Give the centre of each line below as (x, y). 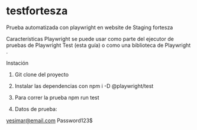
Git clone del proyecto (42, 74)
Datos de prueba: (36, 109)
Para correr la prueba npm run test (57, 97)
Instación (17, 63)
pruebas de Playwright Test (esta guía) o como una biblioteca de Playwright (98, 45)
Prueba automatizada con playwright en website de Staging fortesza (90, 27)
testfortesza (37, 11)
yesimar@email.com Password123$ (49, 121)
